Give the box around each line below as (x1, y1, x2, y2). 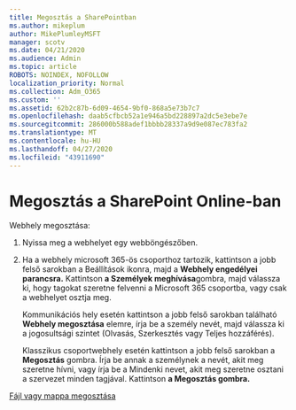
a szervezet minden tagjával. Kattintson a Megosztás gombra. (21, 374, 251, 384)
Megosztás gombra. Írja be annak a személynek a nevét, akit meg (21, 355, 264, 366)
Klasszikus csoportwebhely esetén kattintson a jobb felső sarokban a (21, 345, 276, 356)
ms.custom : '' (9, 95, 62, 104)
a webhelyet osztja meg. (21, 292, 113, 303)
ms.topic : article (9, 63, 77, 72)
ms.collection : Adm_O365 (9, 87, 101, 96)
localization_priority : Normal (9, 79, 125, 88)
